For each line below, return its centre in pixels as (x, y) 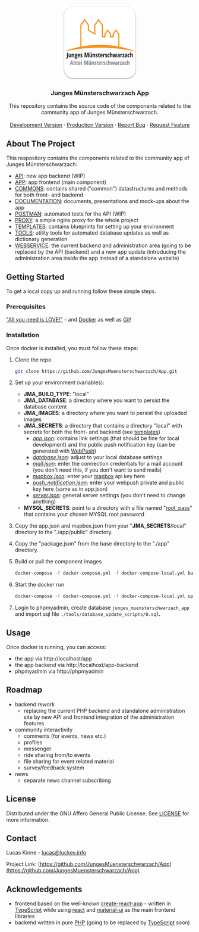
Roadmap (24, 690)
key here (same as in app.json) (70, 489)
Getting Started (35, 277)
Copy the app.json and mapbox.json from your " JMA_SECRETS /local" (101, 526)
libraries (25, 917)
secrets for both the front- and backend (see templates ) (92, 432)
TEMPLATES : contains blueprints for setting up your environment (94, 227)
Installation (23, 335)
